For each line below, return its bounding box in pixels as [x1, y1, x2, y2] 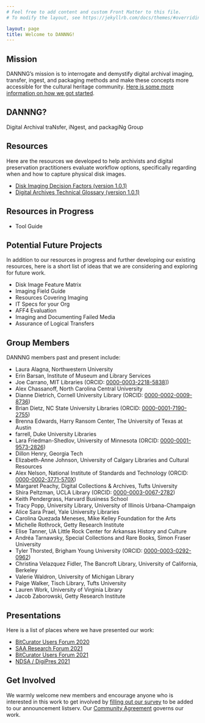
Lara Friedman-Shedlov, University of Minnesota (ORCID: [15, 437, 159, 444]
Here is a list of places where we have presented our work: [6, 626, 154, 633]
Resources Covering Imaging [15, 294, 88, 301]
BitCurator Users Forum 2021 [15, 651, 88, 658]
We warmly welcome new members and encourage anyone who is [6, 691, 174, 699]
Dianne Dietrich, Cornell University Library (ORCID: [15, 392, 143, 399]
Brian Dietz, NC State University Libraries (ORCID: [15, 405, 141, 412]
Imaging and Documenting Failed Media [15, 314, 116, 321]
